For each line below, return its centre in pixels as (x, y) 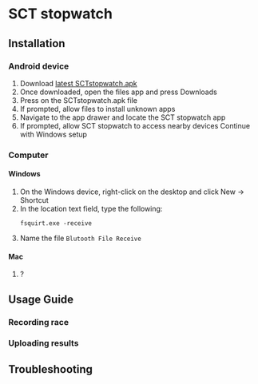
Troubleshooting (51, 369)
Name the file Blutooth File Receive (80, 238)
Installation (37, 44)
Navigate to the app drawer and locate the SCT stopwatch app (123, 117)
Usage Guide (41, 299)
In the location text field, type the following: (91, 209)
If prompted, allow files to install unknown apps (97, 109)
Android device (39, 66)
